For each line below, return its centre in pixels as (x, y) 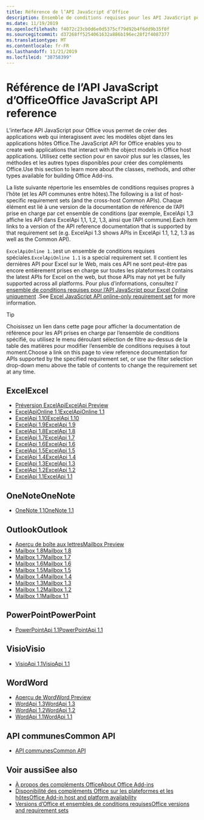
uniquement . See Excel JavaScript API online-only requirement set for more (101, 296)
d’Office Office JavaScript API (82, 100)
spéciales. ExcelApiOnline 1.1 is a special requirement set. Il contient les (97, 257)
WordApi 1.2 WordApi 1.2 (45, 710)
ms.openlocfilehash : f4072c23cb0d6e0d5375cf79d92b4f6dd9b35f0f (88, 29)
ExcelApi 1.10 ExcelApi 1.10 (47, 419)
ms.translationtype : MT (36, 40)
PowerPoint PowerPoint (51, 615)
